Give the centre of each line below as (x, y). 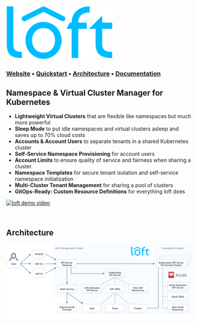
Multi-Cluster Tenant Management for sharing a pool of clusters (94, 185)
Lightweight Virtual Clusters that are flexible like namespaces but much (103, 116)
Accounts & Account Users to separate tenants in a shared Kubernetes (101, 141)
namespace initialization (44, 179)
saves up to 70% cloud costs (50, 135)
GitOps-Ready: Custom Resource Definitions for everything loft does (100, 191)
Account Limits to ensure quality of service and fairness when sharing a (103, 160)
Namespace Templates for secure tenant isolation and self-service (96, 172)
